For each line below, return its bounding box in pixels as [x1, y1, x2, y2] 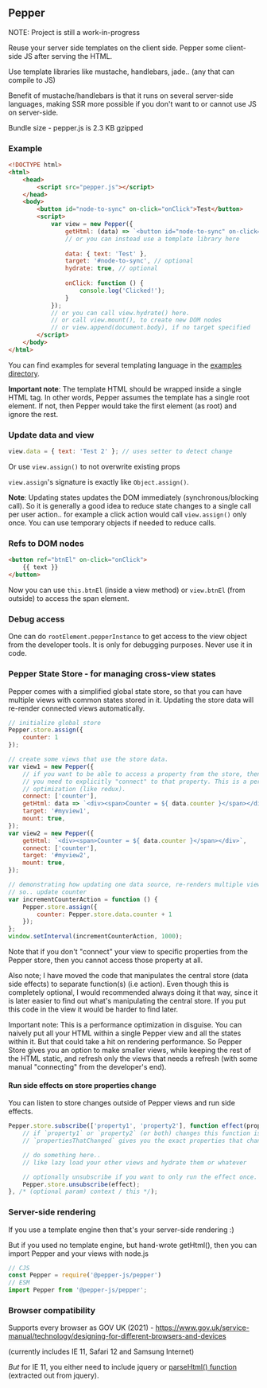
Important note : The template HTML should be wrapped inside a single [8, 384, 242, 393]
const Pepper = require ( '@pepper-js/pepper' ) [8, 1271, 161, 1280]
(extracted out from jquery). [8, 1370, 99, 1380]
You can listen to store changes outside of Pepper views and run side [8, 1098, 236, 1108]
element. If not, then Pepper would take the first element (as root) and [8, 401, 237, 411]
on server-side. [8, 107, 59, 117]
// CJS [8, 1264, 30, 1272]
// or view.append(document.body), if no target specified [50, 324, 250, 332]
